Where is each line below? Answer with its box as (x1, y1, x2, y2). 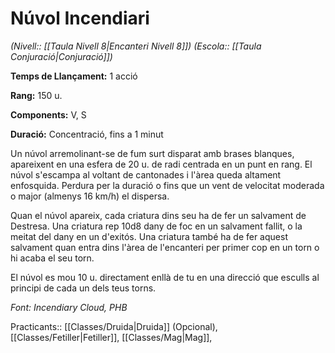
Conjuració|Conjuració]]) (10, 50, 113, 62)
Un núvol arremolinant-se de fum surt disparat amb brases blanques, (10, 147, 295, 159)
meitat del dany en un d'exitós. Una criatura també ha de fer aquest (10, 230, 288, 242)
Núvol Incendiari (10, 7, 150, 30)
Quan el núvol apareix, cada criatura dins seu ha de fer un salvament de (10, 209, 307, 221)
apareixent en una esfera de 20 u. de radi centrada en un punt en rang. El (10, 158, 313, 170)
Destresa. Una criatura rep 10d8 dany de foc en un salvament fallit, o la (10, 220, 303, 232)
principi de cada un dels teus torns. (10, 282, 157, 294)
